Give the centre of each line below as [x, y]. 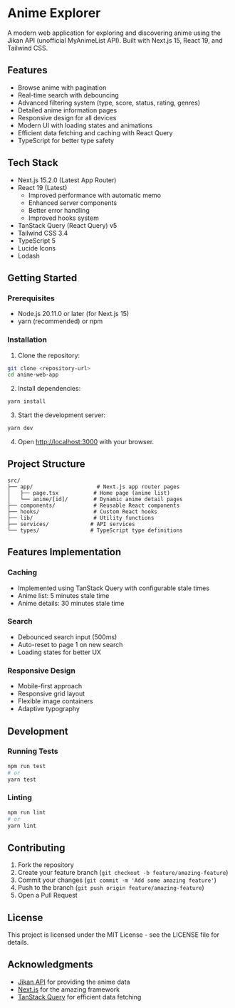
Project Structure [46, 464]
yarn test [22, 779]
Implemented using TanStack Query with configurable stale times [114, 588]
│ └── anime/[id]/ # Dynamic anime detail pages [95, 499]
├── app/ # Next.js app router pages [94, 487]
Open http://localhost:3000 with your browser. [86, 442]
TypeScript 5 [36, 241]
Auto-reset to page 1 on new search [70, 644]
